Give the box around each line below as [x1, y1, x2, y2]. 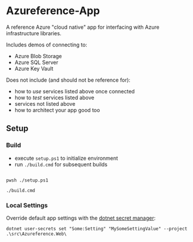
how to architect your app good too [14, 106, 100, 113]
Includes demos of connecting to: [6, 41, 87, 48]
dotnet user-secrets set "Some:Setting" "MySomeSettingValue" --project [6, 226, 188, 231]
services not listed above [14, 100, 76, 107]
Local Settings [6, 201, 48, 209]
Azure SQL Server [14, 59, 59, 66]
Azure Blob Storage [14, 52, 62, 59]
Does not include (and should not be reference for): [6, 76, 131, 83]
